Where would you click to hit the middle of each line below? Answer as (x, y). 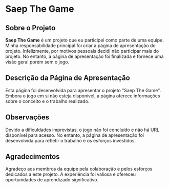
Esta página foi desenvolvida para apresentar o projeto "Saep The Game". (83, 90)
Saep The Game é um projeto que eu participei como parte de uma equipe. (84, 40)
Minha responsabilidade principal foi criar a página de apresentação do (80, 46)
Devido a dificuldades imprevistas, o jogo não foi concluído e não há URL (82, 130)
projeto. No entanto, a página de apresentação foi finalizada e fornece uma (84, 56)
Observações (27, 118)
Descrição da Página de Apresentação (68, 78)
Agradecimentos (33, 157)
